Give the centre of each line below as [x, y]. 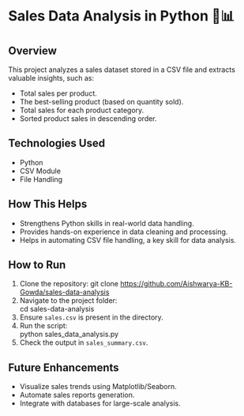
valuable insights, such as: [51, 78]
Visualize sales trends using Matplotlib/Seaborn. [98, 387]
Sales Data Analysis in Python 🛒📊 [122, 16]
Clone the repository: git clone [69, 284]
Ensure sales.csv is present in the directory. [91, 317]
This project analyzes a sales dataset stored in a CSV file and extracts [122, 70]
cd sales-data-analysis [57, 309]
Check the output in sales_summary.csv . [84, 342]
